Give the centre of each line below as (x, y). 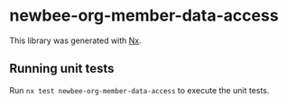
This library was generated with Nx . (75, 40)
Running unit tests (62, 69)
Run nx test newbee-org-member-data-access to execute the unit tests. (139, 90)
